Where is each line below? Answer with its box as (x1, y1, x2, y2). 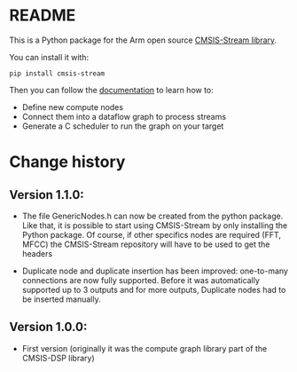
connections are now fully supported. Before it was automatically (21, 274, 260, 285)
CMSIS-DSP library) (21, 352, 95, 363)
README (9, 5, 76, 26)
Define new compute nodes (21, 101, 124, 112)
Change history (9, 152, 126, 172)
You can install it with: (9, 51, 90, 62)
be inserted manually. (21, 294, 101, 305)
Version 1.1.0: (9, 187, 84, 202)
